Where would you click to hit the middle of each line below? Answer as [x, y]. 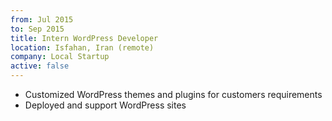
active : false [40, 66]
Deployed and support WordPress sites [105, 105]
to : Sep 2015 [37, 29]
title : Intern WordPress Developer [84, 38]
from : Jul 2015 [42, 19]
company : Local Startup [60, 57]
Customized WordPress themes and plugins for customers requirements [173, 94]
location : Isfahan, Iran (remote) [82, 47]
